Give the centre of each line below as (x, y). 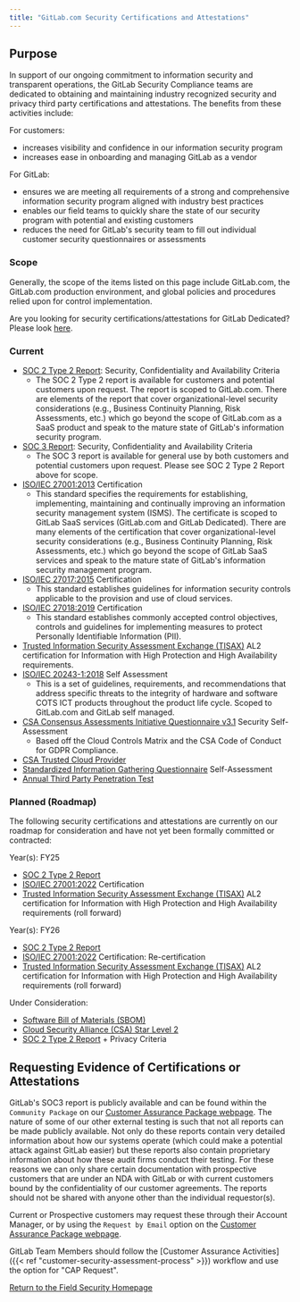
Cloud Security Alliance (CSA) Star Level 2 (100, 1029)
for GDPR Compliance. (77, 751)
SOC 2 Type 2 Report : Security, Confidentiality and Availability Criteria (151, 371)
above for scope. (67, 475)
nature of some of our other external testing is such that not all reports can (146, 1121)
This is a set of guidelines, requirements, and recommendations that (161, 684)
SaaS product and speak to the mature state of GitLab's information (159, 428)
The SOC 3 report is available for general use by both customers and (162, 456)
